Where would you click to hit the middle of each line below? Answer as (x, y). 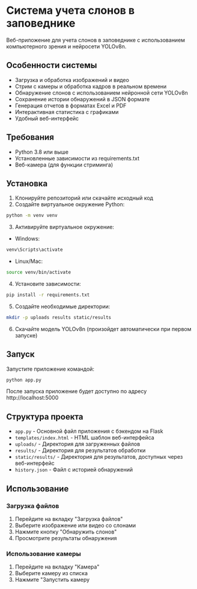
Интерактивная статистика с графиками (67, 112)
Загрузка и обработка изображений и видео (72, 80)
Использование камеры (44, 553)
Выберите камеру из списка (51, 573)
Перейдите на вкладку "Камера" (57, 567)
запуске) (26, 335)
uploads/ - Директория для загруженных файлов (77, 444)
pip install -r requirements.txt (48, 295)
